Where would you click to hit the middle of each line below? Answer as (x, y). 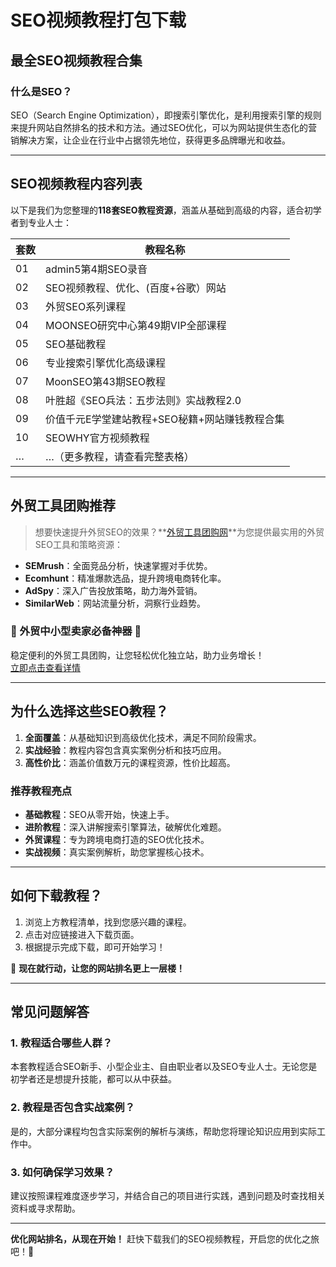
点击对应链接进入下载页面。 (82, 934)
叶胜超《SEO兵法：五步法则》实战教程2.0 (143, 400)
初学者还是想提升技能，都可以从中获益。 (93, 1079)
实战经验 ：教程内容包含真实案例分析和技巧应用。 (125, 750)
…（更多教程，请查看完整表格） (120, 456)
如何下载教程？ (56, 896)
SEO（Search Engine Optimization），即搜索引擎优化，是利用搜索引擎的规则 (166, 115)
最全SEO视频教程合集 (76, 60)
